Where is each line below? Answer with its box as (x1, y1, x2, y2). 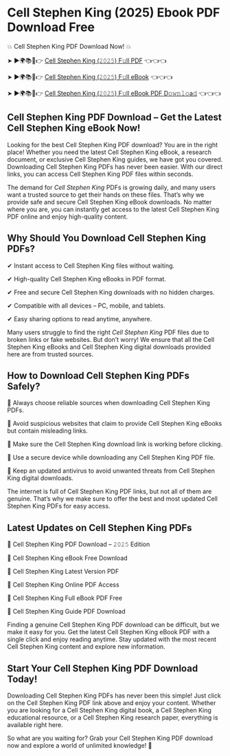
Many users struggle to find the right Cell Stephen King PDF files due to (7, 328, 209, 336)
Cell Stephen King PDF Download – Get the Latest (7, 111, 222, 123)
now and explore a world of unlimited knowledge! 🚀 (7, 742, 152, 749)
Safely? (7, 380, 41, 392)
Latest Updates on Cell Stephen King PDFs (7, 521, 192, 534)
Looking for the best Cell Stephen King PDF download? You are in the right (7, 140, 218, 149)
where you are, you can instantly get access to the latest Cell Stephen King (7, 205, 220, 213)
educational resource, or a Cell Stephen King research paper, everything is (7, 713, 218, 722)
